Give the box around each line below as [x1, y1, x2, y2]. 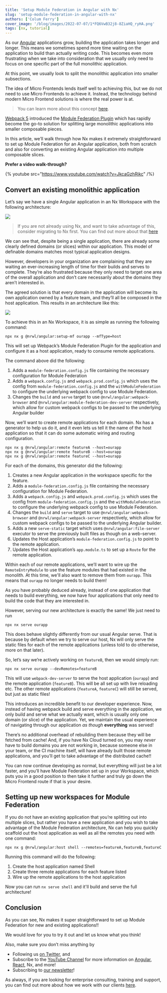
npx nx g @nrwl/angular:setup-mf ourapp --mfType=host [5, 334, 122, 339]
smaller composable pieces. [5, 126, 63, 132]
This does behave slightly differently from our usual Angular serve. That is [5, 631, 157, 637]
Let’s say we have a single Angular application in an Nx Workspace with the [5, 198, 161, 205]
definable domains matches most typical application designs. [5, 248, 131, 255]
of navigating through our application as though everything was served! [5, 722, 154, 728]
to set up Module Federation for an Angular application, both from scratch [5, 141, 157, 147]
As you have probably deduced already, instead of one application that [5, 587, 151, 593]
